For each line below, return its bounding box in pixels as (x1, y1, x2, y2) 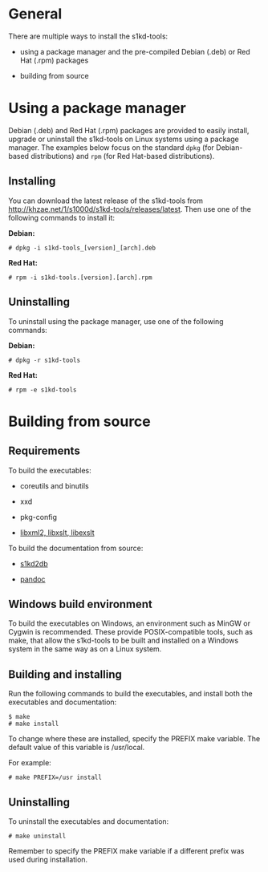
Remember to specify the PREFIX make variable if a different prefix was (8, 846, 245, 855)
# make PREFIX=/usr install (8, 773, 103, 782)
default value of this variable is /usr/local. (8, 743, 145, 752)
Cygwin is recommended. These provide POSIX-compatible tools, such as (8, 627, 253, 637)
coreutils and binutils (19, 481, 90, 490)
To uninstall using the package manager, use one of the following (8, 316, 224, 326)
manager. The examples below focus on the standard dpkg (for (8, 142, 215, 152)
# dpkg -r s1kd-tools (8, 356, 81, 364)
